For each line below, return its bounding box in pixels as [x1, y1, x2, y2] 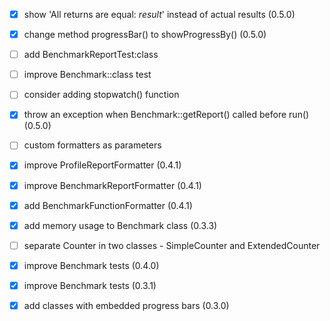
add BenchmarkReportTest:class [23, 49, 159, 61]
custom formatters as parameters [23, 139, 162, 151]
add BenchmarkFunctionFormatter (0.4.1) [23, 199, 193, 211]
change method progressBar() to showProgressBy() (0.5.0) [23, 29, 267, 41]
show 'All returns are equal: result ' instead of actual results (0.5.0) [23, 9, 296, 20]
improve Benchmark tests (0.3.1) [23, 279, 157, 291]
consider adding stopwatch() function [23, 89, 180, 101]
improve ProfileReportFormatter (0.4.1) [23, 159, 182, 171]
